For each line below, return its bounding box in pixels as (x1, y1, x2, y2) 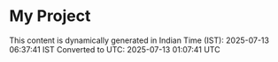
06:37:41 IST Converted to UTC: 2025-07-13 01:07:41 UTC (9, 44, 220, 54)
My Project (9, 6, 91, 26)
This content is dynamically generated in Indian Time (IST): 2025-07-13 (9, 35, 270, 45)
